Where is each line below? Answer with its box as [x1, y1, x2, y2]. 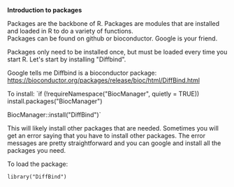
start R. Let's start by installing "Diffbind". [7, 55, 126, 63]
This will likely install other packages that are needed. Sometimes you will [7, 124, 219, 132]
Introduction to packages [7, 6, 82, 14]
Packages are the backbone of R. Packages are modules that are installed [7, 20, 220, 27]
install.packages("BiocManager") [7, 97, 103, 105]
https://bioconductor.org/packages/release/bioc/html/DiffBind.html [7, 76, 200, 84]
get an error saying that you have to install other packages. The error [7, 132, 206, 140]
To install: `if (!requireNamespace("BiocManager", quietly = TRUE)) [7, 90, 200, 98]
